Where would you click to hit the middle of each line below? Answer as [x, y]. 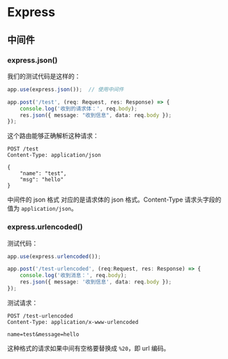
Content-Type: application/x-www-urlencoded [73, 322]
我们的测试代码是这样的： [44, 76]
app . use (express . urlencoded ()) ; [54, 256]
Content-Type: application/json [54, 155]
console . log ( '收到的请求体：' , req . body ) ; [79, 108]
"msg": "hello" [42, 180]
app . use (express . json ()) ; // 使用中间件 [66, 89]
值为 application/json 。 [43, 209]
